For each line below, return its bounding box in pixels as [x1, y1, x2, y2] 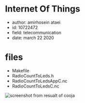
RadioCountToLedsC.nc [12, 83, 59, 89]
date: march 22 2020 [12, 35, 54, 41]
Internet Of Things [5, 3, 81, 15]
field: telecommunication [12, 29, 62, 35]
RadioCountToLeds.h [12, 73, 54, 78]
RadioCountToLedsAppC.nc [12, 78, 68, 84]
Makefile [12, 68, 29, 74]
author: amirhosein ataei [12, 19, 61, 25]
